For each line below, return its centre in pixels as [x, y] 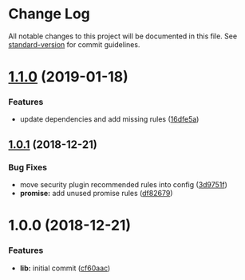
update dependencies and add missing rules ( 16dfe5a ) [109, 119]
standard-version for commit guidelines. [74, 44]
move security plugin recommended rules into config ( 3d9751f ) [123, 185]
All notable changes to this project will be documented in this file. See [123, 36]
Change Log [49, 14]
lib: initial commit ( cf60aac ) [65, 268]
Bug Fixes [28, 167]
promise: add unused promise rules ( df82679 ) [96, 194]
